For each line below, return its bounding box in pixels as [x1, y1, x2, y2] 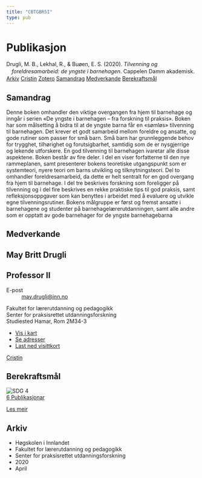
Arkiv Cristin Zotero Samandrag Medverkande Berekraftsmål [6, 75, 157, 82]
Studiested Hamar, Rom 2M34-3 [6, 317, 87, 325]
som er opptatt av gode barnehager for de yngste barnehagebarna [6, 211, 173, 219]
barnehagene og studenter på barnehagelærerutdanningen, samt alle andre [6, 205, 195, 213]
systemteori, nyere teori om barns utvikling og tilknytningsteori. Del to [6, 167, 180, 174]
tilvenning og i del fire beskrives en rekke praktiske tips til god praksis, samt [6, 186, 195, 193]
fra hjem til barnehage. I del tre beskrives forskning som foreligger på [6, 179, 180, 187]
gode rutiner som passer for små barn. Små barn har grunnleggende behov [6, 134, 194, 142]
